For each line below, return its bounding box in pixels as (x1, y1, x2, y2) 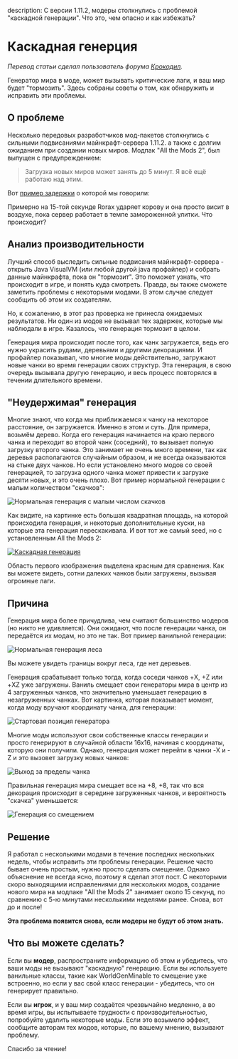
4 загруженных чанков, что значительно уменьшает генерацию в (7, 688, 207, 697)
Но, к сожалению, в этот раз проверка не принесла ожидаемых (7, 309, 202, 317)
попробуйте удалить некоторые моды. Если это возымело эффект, (7, 1015, 210, 1024)
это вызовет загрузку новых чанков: (18, 754, 129, 762)
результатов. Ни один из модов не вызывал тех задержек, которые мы (7, 317, 223, 325)
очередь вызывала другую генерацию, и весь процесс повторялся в (7, 368, 217, 377)
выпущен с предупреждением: (7, 153, 102, 162)
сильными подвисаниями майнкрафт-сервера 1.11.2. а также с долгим (7, 138, 222, 147)
